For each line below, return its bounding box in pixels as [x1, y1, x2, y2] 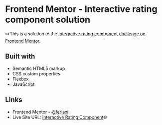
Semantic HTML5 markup [12, 65, 65, 71]
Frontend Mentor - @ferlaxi [12, 109, 69, 115]
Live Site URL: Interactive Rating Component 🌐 [12, 114, 107, 120]
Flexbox [12, 76, 29, 82]
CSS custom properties [12, 70, 61, 76]
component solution [5, 14, 91, 25]
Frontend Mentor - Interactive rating [5, 3, 158, 15]
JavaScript [12, 81, 35, 87]
